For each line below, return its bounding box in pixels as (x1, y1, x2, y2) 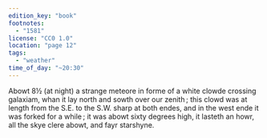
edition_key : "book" (8, 11, 78, 20)
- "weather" (15, 57, 56, 65)
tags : (8, 49, 26, 57)
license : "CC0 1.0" (8, 34, 74, 43)
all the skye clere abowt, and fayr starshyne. (8, 120, 155, 129)
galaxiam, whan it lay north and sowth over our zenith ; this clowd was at (8, 94, 248, 104)
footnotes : (8, 19, 45, 27)
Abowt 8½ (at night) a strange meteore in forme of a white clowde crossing (8, 86, 257, 95)
